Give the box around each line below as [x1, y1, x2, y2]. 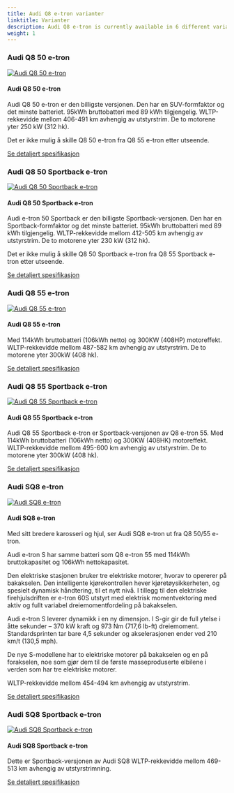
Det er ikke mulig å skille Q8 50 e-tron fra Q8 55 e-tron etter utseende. [7, 135, 210, 144]
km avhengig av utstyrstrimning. [18, 764, 111, 773]
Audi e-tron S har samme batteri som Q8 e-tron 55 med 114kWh [7, 550, 190, 558]
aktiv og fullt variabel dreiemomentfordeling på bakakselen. [7, 601, 178, 609]
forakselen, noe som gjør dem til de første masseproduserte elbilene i [7, 658, 207, 666]
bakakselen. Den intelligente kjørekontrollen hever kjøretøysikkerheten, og [7, 579, 220, 587]
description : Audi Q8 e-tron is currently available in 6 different [7, 23, 210, 30]
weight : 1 [7, 29, 36, 37]
